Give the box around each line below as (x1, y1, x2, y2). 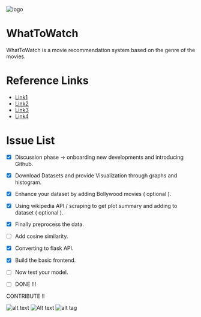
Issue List (6, 134, 55, 147)
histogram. (14, 179, 42, 186)
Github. (14, 160, 34, 167)
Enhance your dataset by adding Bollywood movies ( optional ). (14, 190, 172, 197)
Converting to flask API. (14, 244, 74, 252)
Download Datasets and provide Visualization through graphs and (14, 171, 178, 179)
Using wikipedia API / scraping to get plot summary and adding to (14, 203, 178, 209)
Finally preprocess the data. (14, 221, 84, 228)
